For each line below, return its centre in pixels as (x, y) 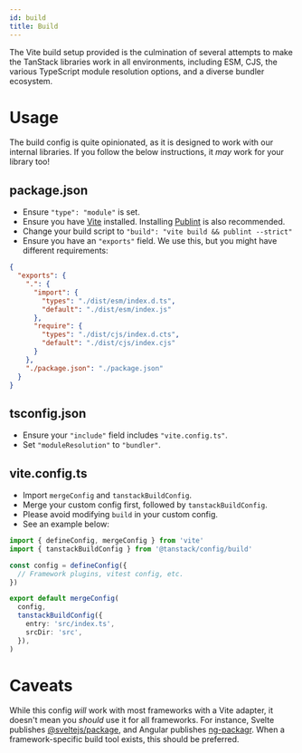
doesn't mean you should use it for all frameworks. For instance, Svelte (142, 720)
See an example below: (66, 524)
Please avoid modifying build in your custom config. (120, 514)
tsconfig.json (48, 413)
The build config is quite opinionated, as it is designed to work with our (142, 142)
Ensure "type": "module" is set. (81, 212)
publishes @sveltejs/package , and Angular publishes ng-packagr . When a (147, 729)
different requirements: (65, 251)
